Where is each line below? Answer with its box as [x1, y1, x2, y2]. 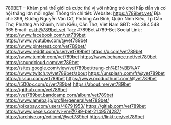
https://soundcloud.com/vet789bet [5, 59, 79, 65]
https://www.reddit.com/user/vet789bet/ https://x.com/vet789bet [5, 49, 143, 54]
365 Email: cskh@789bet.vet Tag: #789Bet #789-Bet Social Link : [5, 27, 143, 33]
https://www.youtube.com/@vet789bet [5, 37, 88, 44]
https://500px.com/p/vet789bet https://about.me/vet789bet [5, 81, 131, 87]
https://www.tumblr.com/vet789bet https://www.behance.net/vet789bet [5, 54, 157, 60]
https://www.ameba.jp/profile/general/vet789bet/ [5, 97, 109, 103]
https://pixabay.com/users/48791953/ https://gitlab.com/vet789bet [5, 103, 146, 109]
